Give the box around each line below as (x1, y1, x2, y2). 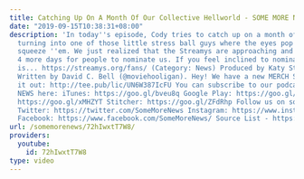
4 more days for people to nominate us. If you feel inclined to (17, 55, 270, 64)
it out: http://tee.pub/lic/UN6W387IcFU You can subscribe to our (17, 80, 273, 89)
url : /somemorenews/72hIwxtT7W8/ (9, 123, 136, 132)
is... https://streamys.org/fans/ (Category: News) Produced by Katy (17, 64, 285, 73)
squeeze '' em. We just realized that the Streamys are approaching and (17, 47, 294, 56)
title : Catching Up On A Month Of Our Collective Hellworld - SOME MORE (9, 13, 290, 23)
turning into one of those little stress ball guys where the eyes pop (17, 38, 294, 48)
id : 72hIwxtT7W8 (25, 147, 88, 156)
